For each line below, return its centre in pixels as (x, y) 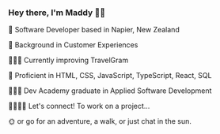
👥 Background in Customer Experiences (73, 45)
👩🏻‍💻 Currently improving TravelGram (68, 60)
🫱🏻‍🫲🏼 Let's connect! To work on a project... (79, 106)
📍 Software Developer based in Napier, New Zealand (94, 30)
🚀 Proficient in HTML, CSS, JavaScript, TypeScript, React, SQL (110, 76)
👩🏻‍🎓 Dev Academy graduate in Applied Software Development (110, 91)
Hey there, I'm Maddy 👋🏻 (57, 13)
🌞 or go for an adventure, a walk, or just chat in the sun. (100, 121)
